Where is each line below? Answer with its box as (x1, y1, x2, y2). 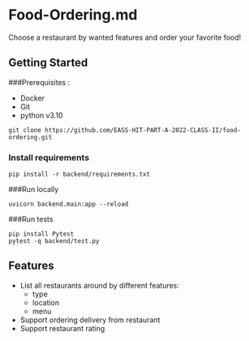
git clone (8, 126, 42, 134)
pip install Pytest (8, 230, 75, 238)
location (32, 297, 60, 307)
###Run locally (8, 185, 59, 194)
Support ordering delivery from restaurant (19, 314, 161, 325)
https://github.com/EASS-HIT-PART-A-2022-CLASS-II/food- (44, 126, 242, 134)
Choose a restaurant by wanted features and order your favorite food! (8, 32, 242, 42)
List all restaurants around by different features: (19, 280, 180, 290)
